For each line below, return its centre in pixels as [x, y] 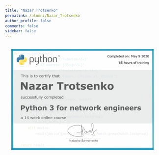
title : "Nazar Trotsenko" [31, 10]
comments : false [22, 26]
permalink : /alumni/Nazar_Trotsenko [42, 15]
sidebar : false [21, 31]
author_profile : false [28, 21]
